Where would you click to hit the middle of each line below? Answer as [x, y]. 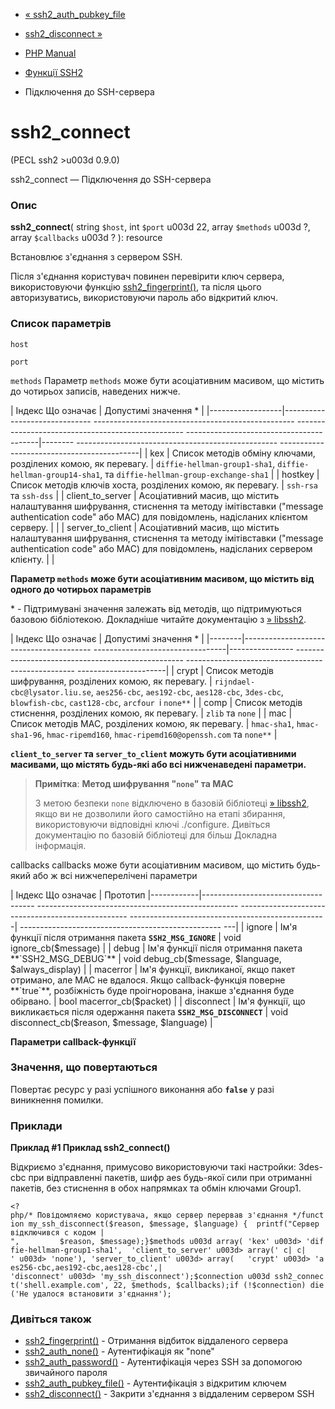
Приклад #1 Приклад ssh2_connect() [90, 1148]
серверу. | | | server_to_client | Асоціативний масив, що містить [145, 527]
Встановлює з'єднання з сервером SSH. [96, 257]
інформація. [60, 845]
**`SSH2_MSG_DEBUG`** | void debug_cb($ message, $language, [146, 958]
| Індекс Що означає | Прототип [78, 895]
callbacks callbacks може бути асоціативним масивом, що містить [152, 865]
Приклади [36, 1126]
